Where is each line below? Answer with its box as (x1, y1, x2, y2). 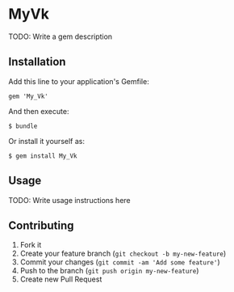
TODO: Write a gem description (8, 32, 113, 41)
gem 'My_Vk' (8, 92, 48, 100)
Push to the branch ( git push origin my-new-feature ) (19, 266, 199, 276)
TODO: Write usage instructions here (8, 195, 131, 205)
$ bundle (8, 122, 38, 130)
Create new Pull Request (19, 274, 102, 284)
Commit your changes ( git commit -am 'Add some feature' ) (19, 257, 220, 267)
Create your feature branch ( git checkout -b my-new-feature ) (19, 248, 227, 259)
